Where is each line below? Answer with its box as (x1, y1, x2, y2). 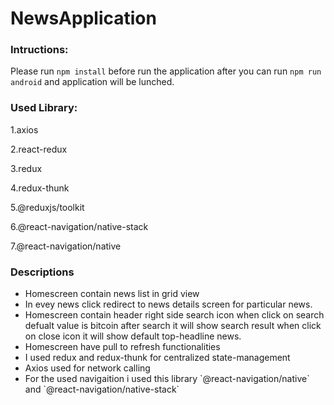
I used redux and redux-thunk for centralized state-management (24, 352, 291, 364)
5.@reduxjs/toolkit (10, 201, 85, 213)
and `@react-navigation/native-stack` (24, 383, 180, 396)
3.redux (10, 162, 43, 174)
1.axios (10, 123, 39, 136)
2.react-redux (10, 143, 68, 155)
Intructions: (10, 43, 69, 57)
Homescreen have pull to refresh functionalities (24, 341, 221, 353)
